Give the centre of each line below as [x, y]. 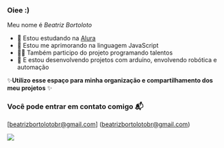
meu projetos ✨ [30, 88]
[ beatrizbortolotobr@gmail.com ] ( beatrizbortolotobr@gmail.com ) [99, 124]
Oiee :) [18, 10]
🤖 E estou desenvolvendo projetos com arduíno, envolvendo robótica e [117, 60]
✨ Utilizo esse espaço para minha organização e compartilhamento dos [110, 80]
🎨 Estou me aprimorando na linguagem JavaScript [88, 46]
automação [33, 68]
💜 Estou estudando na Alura [56, 38]
